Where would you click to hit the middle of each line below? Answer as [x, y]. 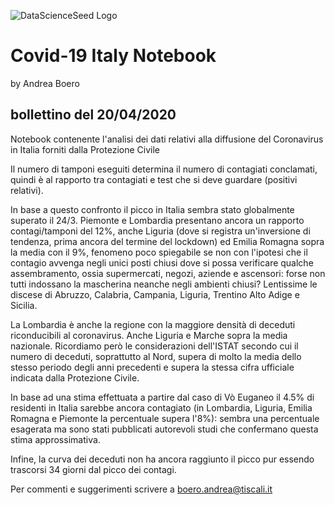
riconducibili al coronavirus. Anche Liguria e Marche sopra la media [149, 335]
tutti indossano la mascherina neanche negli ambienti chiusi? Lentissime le [164, 284]
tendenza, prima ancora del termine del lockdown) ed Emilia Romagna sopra [167, 241]
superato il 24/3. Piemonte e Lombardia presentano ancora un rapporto [157, 220]
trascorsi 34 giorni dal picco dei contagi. [93, 469]
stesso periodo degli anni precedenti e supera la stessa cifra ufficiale [152, 367]
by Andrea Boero [45, 83]
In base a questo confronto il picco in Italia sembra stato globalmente [152, 209]
